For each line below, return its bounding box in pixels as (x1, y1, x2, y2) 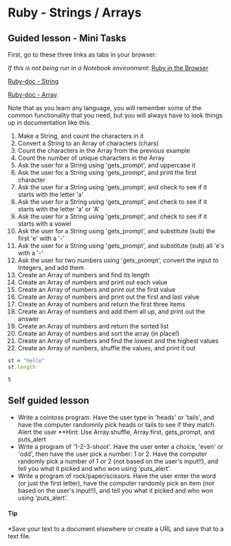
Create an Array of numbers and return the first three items (17, 300, 186, 308)
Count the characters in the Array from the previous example (17, 147, 190, 154)
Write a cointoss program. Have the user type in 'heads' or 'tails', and (17, 413, 214, 421)
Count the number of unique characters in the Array (17, 154, 165, 162)
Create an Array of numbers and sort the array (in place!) (17, 329, 179, 337)
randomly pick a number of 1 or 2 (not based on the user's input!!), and (17, 456, 219, 465)
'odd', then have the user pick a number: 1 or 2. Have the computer (17, 450, 208, 458)
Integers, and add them (17, 264, 85, 271)
